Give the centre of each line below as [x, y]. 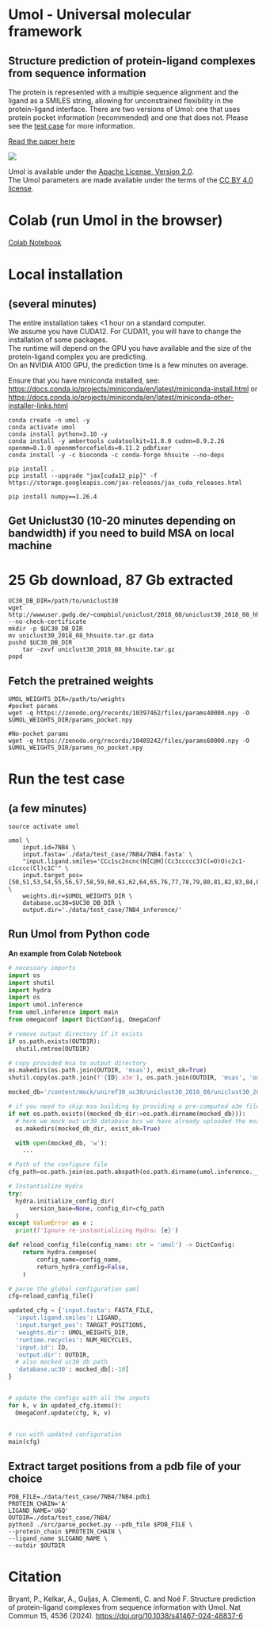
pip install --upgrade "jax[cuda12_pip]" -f [83, 475]
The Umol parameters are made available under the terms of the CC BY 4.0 [131, 180]
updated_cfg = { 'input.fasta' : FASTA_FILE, [81, 1310]
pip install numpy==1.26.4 [53, 496]
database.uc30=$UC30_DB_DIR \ [72, 903]
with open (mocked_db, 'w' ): [62, 1143]
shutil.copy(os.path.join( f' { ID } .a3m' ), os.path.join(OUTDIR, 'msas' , [127, 1078]
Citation [35, 1577]
